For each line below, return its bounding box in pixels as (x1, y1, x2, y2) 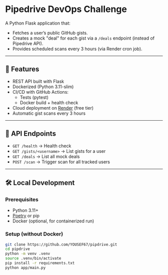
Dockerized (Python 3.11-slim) (12, 84, 74, 90)
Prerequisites (5, 196, 38, 203)
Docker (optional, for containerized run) (12, 218, 94, 224)
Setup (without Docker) (5, 230, 63, 237)
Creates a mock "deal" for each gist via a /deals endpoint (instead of (12, 35, 155, 41)
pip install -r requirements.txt (5, 260, 75, 266)
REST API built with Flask (12, 78, 64, 84)
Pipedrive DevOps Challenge (5, 4, 127, 15)
